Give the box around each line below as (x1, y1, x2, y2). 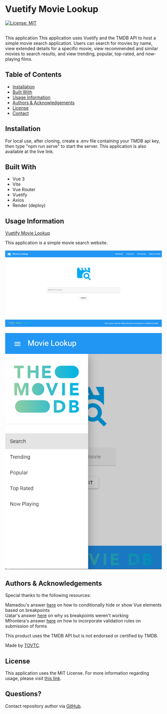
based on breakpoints (5, 607, 50, 613)
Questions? (5, 690, 42, 698)
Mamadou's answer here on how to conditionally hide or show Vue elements (5, 602, 162, 608)
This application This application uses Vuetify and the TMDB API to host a (5, 35, 156, 41)
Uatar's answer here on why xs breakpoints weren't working (5, 612, 129, 618)
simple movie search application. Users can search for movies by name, (5, 40, 153, 46)
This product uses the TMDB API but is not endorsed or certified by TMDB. (5, 633, 159, 639)
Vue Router (12, 187, 36, 193)
